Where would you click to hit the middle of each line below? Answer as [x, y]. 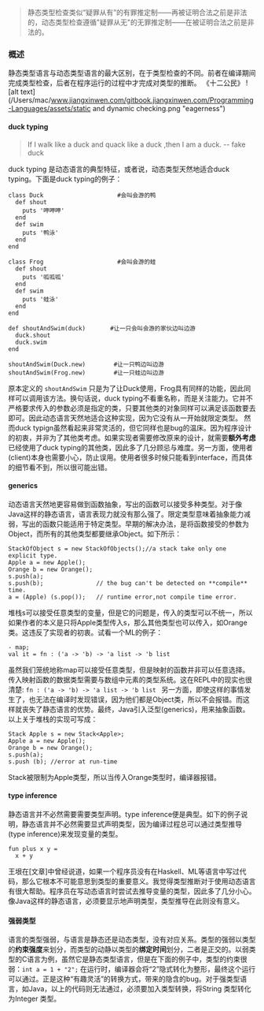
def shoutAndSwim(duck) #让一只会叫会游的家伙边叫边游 [102, 328]
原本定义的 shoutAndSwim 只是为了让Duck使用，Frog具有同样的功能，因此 [126, 388]
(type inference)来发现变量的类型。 [65, 834]
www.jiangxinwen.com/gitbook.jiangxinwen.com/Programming [152, 100]
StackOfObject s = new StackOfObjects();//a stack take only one [117, 548]
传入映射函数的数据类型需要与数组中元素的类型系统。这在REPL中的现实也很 [130, 679]
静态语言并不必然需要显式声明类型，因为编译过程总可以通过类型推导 [132, 824]
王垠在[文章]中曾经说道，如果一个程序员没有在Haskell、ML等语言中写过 [124, 871]
